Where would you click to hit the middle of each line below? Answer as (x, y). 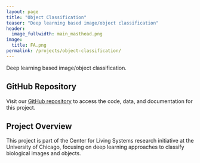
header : (16, 28)
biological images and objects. (44, 153)
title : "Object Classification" (46, 17)
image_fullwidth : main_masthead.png (57, 34)
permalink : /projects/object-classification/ (64, 51)
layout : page (22, 12)
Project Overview (39, 126)
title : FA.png (29, 46)
